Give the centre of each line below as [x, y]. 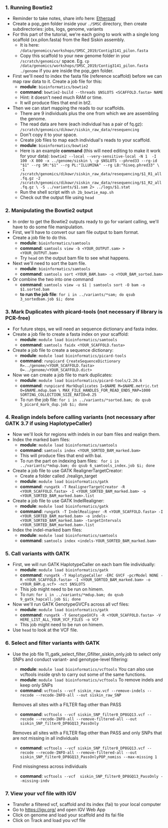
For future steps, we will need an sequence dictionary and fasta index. [85, 329]
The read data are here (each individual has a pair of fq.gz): [81, 124]
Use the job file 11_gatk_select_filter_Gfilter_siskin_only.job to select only [87, 654]
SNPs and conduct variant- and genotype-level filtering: [70, 659]
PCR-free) [18, 318]
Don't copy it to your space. [49, 135]
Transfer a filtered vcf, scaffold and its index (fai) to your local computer [87, 804]
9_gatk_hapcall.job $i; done [50, 599]
